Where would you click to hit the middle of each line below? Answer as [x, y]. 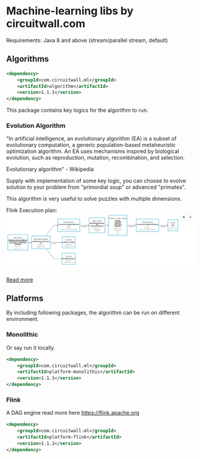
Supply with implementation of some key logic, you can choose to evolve [96, 181]
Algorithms [28, 59]
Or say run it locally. [31, 347]
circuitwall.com [46, 24]
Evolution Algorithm [36, 126]
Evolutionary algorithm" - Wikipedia [50, 169]
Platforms [25, 298]
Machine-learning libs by [70, 11]
